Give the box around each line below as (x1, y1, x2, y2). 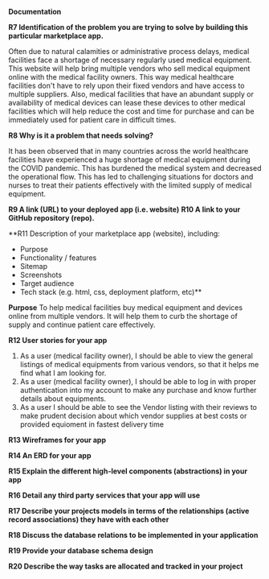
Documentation (8, 7, 62, 16)
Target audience (19, 279, 75, 288)
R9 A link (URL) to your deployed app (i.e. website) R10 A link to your (8, 205, 241, 214)
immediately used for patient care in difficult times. (8, 115, 177, 124)
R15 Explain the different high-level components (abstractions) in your (8, 466, 247, 476)
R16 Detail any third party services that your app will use (8, 490, 201, 500)
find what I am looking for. (19, 368, 107, 378)
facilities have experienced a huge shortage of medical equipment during (8, 155, 251, 164)
